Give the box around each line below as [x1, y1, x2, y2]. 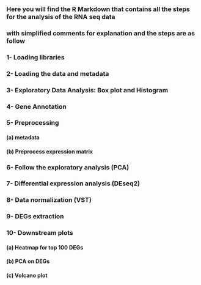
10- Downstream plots [6, 229, 73, 237]
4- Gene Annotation [6, 102, 67, 111]
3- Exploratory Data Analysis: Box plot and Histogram [6, 86, 169, 94]
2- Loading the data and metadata [6, 69, 109, 78]
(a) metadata [6, 134, 40, 141]
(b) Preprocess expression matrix [6, 147, 93, 155]
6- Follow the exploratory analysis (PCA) [6, 163, 130, 171]
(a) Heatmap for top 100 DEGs [6, 243, 84, 251]
